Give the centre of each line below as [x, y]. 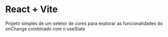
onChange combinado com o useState [45, 28]
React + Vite [32, 9]
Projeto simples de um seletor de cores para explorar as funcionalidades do [84, 23]
